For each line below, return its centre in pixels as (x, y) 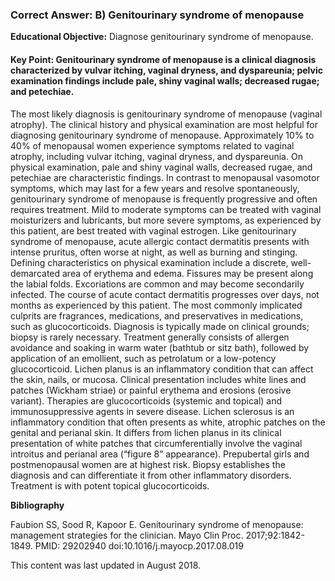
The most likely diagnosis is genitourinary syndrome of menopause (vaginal (166, 114)
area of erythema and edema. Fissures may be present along (188, 273)
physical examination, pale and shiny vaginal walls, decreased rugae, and (161, 167)
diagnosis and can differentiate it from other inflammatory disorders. (151, 475)
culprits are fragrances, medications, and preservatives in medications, (157, 315)
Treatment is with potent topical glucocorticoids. (110, 485)
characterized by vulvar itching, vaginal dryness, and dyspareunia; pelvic (166, 70)
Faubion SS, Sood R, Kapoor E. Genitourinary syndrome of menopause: (157, 524)
